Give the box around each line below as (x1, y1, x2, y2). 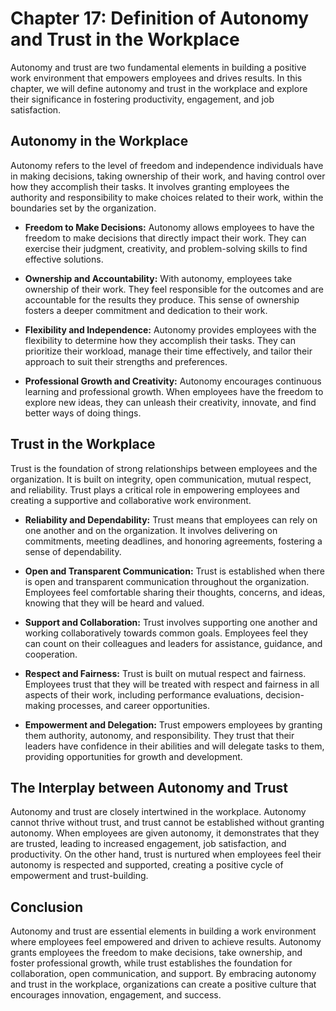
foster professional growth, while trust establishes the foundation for (10, 957, 293, 969)
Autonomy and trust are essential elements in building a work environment (10, 925, 317, 937)
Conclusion (10, 898, 84, 916)
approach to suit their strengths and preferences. (24, 355, 228, 367)
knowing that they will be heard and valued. (24, 597, 205, 609)
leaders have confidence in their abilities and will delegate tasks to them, (24, 740, 325, 752)
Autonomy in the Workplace (10, 133, 189, 150)
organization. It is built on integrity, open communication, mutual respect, (10, 473, 312, 485)
